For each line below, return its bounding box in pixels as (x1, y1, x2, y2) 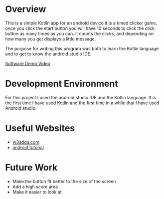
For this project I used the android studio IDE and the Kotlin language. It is (5, 94, 156, 100)
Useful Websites (5, 123, 75, 134)
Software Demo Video (5, 60, 51, 66)
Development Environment (5, 78, 118, 89)
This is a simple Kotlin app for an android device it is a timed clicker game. (5, 20, 158, 26)
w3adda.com (12, 139, 40, 145)
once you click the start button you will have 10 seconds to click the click (5, 25, 155, 31)
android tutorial (12, 144, 44, 150)
